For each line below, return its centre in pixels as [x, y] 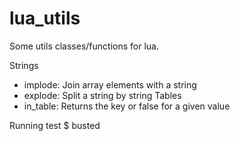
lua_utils [45, 18]
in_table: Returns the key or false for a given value [127, 106]
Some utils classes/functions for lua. [84, 46]
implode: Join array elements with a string [110, 84]
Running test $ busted [55, 125]
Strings [24, 65]
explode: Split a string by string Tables [102, 95]
